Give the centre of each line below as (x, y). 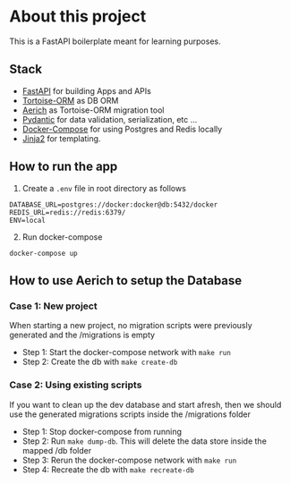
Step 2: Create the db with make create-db (100, 362)
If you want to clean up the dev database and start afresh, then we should (145, 404)
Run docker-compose (62, 237)
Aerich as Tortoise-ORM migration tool (93, 110)
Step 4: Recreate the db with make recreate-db (108, 469)
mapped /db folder (57, 450)
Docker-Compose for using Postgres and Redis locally (122, 129)
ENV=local (28, 220)
